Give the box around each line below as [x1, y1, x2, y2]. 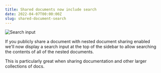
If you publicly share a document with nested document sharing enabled [5, 39, 150, 44]
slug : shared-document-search [5, 16, 67, 21]
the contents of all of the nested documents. [5, 49, 94, 55]
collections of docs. [5, 63, 45, 69]
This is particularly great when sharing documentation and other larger [5, 58, 147, 64]
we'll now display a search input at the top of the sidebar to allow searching [5, 44, 157, 50]
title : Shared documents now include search [5, 7, 97, 12]
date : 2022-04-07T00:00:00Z [5, 12, 62, 16]
